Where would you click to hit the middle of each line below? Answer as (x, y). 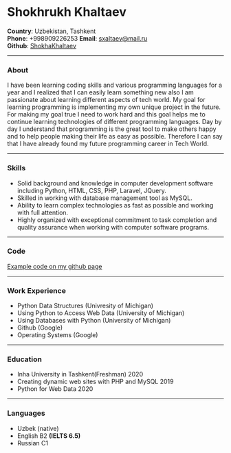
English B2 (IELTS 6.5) (49, 436)
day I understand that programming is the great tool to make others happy (112, 129)
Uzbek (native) (38, 428)
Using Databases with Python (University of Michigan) (94, 321)
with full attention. (43, 212)
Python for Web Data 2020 (55, 389)
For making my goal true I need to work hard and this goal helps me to (107, 114)
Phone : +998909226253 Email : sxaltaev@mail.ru (77, 38)
